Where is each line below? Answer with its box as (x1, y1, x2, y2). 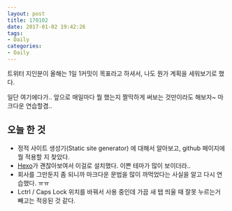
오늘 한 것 (7, 124, 46, 136)
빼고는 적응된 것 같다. (17, 196, 75, 205)
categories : (7, 43, 42, 50)
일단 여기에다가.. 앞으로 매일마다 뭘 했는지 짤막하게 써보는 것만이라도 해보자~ (7, 92, 217, 101)
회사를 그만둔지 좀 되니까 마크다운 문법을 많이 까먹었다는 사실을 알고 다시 (17, 170, 215, 178)
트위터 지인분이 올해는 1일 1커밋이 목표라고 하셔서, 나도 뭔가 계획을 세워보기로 (7, 69, 217, 78)
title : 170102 (7, 17, 49, 24)
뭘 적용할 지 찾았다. (17, 152, 70, 161)
